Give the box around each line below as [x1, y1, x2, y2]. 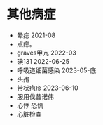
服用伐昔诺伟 [16, 92, 54, 100]
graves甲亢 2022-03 [16, 48, 76, 57]
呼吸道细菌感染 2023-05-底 [16, 66, 97, 74]
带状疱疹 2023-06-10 [16, 84, 78, 92]
